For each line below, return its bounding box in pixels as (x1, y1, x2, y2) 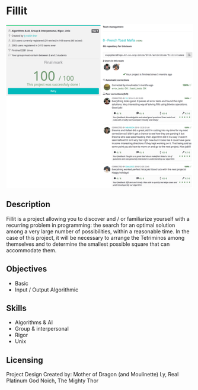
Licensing (6, 355, 43, 365)
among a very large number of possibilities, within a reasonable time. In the (6, 227, 190, 235)
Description (6, 199, 50, 210)
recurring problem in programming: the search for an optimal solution (6, 221, 175, 229)
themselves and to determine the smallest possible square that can (6, 240, 170, 248)
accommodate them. (6, 246, 57, 253)
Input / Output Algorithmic (14, 286, 79, 293)
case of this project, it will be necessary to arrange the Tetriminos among (6, 234, 185, 241)
